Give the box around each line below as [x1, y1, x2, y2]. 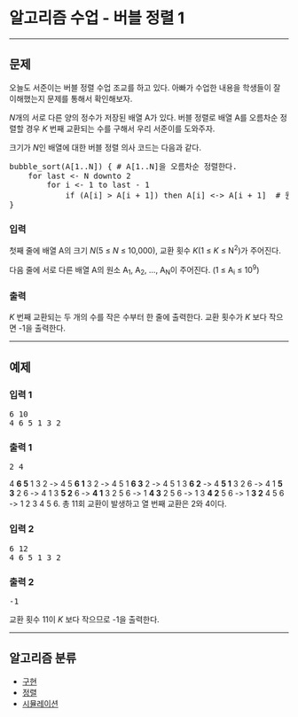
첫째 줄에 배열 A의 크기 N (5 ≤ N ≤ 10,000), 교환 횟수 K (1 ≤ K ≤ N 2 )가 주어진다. [9, 244, 281, 255]
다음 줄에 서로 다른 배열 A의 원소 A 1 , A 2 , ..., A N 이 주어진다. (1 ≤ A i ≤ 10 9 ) [9, 262, 260, 277]
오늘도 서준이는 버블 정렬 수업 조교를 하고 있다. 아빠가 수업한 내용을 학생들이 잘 [9, 82, 281, 93]
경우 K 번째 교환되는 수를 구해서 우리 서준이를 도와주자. [25, 123, 216, 134]
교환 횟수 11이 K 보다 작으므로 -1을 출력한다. [9, 614, 160, 625]
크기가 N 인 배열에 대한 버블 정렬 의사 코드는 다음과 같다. [9, 142, 202, 152]
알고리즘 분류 [9, 651, 77, 666]
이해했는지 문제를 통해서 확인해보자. [9, 93, 133, 104]
